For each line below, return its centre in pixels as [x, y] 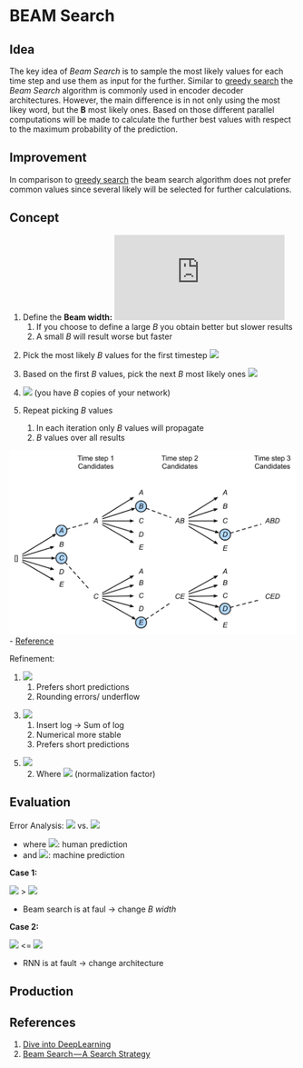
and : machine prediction [73, 854]
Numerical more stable [78, 734]
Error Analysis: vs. [49, 825]
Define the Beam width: [68, 317]
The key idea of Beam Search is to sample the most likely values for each [147, 71]
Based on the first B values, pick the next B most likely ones [134, 374]
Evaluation [40, 802]
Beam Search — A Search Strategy [87, 1053]
